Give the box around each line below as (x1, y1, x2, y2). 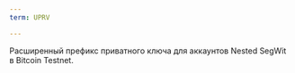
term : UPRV (9, 12, 50, 22)
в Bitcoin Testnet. (9, 54, 74, 65)
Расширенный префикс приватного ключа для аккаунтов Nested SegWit (9, 45, 287, 56)
